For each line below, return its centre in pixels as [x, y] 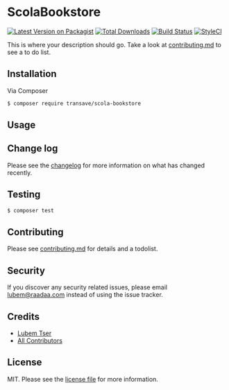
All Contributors [40, 340]
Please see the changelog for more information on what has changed [106, 165]
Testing [24, 195]
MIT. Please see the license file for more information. [83, 379]
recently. [20, 172]
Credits [24, 316]
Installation [32, 74]
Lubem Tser [34, 333]
